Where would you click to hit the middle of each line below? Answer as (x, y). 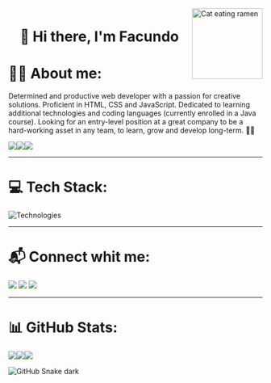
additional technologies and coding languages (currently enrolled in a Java (132, 113)
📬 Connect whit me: (79, 257)
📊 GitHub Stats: (63, 328)
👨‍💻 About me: (55, 74)
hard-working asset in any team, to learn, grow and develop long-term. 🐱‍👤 (132, 130)
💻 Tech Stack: (58, 187)
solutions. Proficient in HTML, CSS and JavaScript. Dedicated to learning (129, 105)
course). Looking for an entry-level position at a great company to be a (126, 122)
